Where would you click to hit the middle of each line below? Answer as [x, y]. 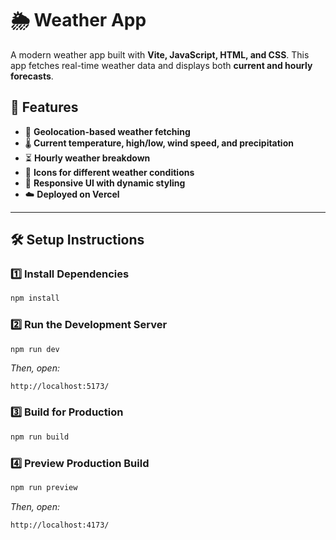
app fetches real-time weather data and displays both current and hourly [161, 65]
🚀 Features [44, 107]
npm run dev [35, 349]
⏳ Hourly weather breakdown [87, 158]
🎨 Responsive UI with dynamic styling [105, 183]
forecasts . [32, 76]
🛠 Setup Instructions [77, 240]
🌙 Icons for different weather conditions [109, 172]
